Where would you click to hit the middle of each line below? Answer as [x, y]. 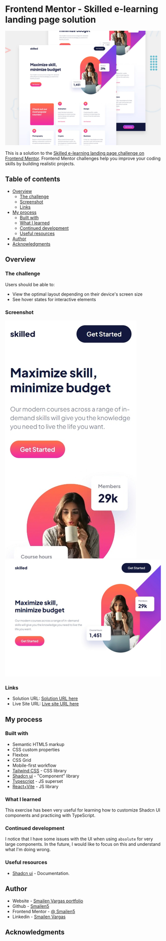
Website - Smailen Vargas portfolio [48, 901]
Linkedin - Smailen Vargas [39, 917]
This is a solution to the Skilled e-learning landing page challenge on [75, 153]
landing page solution [51, 20]
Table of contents [33, 179]
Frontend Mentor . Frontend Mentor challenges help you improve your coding [83, 158]
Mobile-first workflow [34, 765]
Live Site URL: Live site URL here [45, 704]
